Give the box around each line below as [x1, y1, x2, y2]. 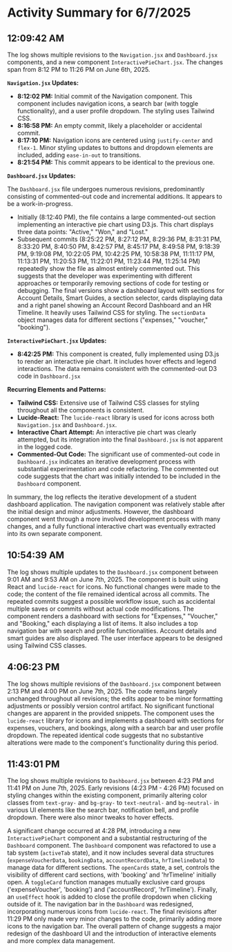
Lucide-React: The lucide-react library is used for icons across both [17, 413, 215, 421]
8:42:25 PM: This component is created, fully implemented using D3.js [17, 350, 220, 358]
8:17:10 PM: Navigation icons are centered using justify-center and [17, 136, 213, 144]
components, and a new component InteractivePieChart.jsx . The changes [7, 58, 223, 66]
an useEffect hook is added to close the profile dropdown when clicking [7, 893, 213, 901]
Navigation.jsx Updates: [7, 79, 79, 87]
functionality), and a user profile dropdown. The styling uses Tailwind [17, 107, 215, 115]
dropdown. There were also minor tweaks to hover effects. [7, 813, 174, 821]
